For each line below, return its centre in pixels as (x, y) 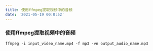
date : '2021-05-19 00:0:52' (35, 14)
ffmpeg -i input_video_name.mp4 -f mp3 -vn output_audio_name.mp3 (77, 43)
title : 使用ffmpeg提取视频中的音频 (39, 10)
